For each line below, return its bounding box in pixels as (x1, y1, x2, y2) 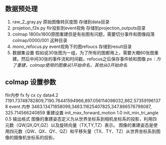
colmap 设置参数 (5, 78, 56, 87)
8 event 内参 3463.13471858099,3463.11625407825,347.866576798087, (5, 103, 152, 109)
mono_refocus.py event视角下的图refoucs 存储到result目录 (12, 44, 132, 49)
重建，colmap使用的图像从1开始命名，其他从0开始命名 (16, 62, 127, 68)
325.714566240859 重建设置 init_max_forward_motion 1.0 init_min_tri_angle (5, 109, 159, 115)
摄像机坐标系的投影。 (13, 134, 57, 140)
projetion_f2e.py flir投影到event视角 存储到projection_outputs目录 (12, 25, 146, 31)
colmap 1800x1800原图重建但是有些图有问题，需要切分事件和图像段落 (12, 31, 155, 37)
